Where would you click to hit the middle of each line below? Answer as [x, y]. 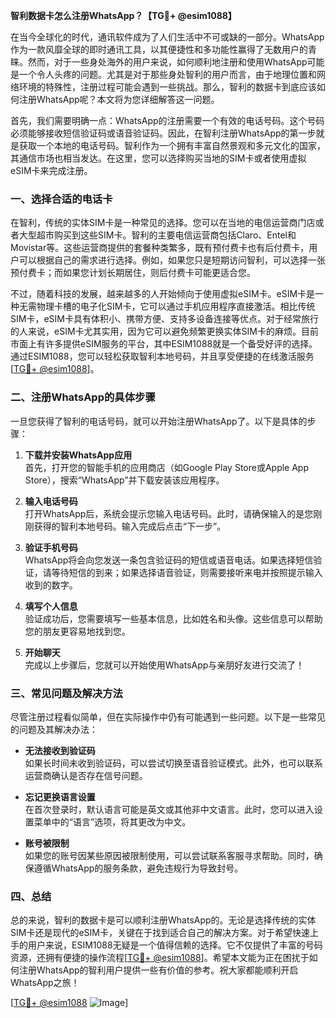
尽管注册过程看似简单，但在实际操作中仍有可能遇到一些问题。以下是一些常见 [168, 716]
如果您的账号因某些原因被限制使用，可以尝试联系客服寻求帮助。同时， [169, 855]
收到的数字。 [51, 585]
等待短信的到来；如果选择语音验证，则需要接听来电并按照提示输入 [187, 572]
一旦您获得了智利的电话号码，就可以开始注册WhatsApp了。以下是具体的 [159, 421]
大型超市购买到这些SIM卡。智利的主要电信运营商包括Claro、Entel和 [157, 235]
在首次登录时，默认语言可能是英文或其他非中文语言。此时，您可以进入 [169, 809]
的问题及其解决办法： [54, 729]
